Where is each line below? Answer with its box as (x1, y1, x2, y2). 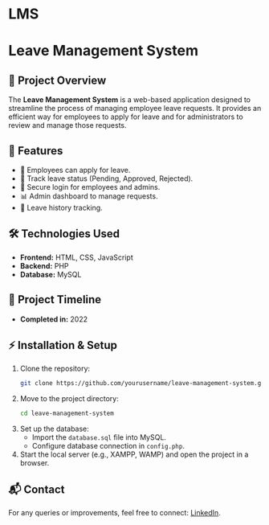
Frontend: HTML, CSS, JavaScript (19, 252, 134, 262)
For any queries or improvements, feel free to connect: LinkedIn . (8, 508, 221, 517)
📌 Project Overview (8, 73, 107, 87)
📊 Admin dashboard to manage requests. (19, 191, 158, 201)
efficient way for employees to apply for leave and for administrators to (8, 112, 243, 121)
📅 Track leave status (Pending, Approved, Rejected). (19, 174, 194, 183)
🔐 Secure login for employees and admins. (19, 183, 161, 191)
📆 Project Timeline (8, 293, 102, 306)
